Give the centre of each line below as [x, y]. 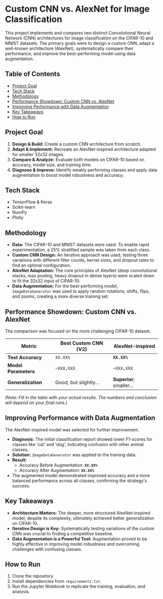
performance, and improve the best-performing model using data [70, 53]
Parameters [21, 371]
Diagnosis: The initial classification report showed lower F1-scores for [82, 439]
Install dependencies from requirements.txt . [57, 581]
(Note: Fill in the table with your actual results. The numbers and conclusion [81, 397]
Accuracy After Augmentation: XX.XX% [57, 470]
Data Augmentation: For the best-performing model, [65, 286]
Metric [29, 346]
